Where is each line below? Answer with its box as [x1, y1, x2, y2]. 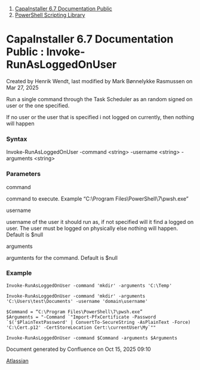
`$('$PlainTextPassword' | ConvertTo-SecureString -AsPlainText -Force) [6, 319, 191, 325]
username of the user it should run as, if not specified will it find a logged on [6, 218, 194, 225]
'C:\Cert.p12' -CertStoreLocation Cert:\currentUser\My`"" [6, 324, 156, 330]
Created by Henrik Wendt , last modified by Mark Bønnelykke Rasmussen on [6, 77, 193, 84]
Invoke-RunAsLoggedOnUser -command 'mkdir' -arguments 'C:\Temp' [6, 283, 172, 289]
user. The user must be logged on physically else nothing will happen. [6, 225, 179, 232]
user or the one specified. [6, 102, 70, 109]
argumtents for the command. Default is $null [6, 254, 118, 261]
